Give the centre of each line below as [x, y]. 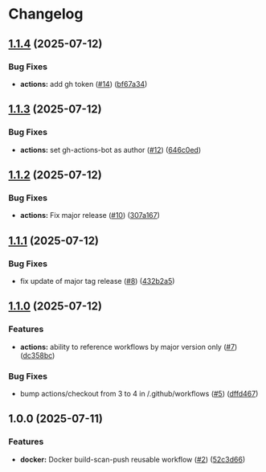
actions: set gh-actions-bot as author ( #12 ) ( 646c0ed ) [110, 150]
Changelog [46, 14]
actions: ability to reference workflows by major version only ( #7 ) [129, 347]
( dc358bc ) [37, 355]
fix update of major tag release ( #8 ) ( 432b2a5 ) [97, 281]
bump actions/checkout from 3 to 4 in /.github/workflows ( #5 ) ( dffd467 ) [139, 393]
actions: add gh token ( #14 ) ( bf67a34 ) [84, 84]
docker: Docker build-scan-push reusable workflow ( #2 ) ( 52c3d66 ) [133, 459]
